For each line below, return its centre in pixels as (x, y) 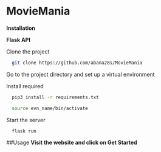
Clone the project (28, 51)
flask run (24, 131)
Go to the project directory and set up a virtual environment (80, 74)
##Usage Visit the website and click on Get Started (72, 143)
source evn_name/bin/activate (50, 108)
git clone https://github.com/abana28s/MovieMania (77, 63)
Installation (21, 28)
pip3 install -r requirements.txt (55, 97)
